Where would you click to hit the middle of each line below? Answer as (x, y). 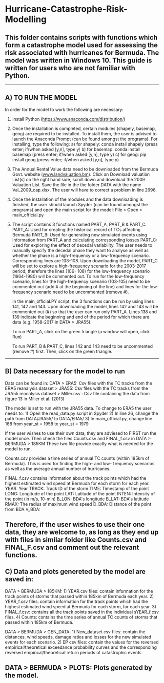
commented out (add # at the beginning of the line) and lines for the (80, 286)
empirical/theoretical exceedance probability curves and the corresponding (81, 647)
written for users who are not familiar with (70, 68)
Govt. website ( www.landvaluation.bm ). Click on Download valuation (81, 174)
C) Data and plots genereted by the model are (75, 572)
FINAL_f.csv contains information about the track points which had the (76, 478)
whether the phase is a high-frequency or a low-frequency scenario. (81, 256)
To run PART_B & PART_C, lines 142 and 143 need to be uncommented (82, 346)
